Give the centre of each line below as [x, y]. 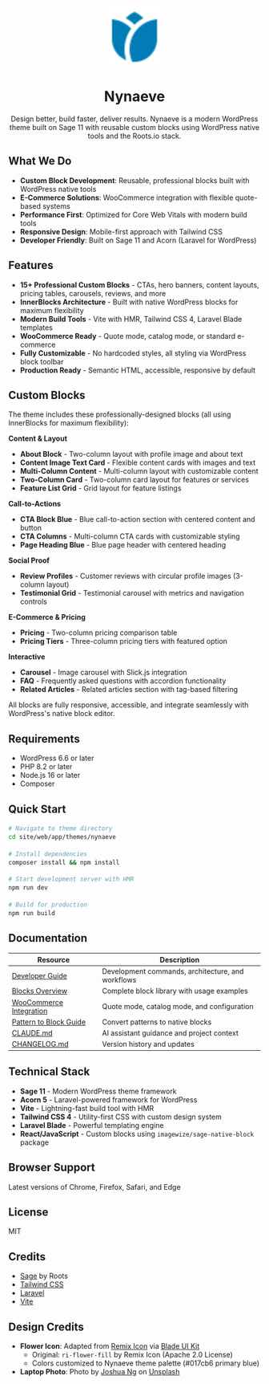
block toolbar [42, 361]
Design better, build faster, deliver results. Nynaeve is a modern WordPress [134, 119]
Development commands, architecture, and [173, 971]
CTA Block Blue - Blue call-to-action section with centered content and [137, 519]
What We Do [40, 161]
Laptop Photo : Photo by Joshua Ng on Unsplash [100, 1372]
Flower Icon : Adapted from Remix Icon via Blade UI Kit [110, 1346]
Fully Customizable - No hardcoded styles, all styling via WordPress [133, 353]
